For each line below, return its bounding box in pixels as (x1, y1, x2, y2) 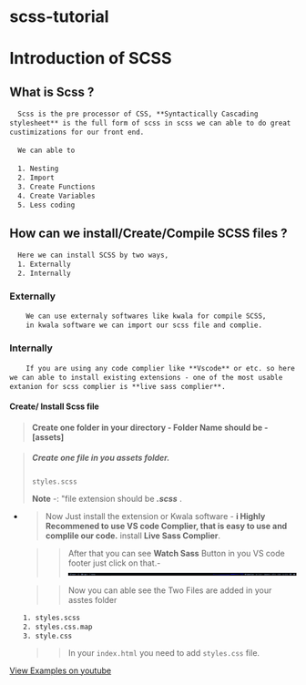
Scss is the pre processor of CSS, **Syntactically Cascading (17, 109, 259, 119)
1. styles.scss (22, 613, 81, 622)
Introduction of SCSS (9, 48, 172, 69)
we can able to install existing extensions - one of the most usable (9, 373, 283, 382)
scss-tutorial (9, 6, 109, 27)
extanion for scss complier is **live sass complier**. (9, 382, 226, 391)
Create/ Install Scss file (9, 401, 100, 412)
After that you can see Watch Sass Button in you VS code (67, 547, 285, 558)
